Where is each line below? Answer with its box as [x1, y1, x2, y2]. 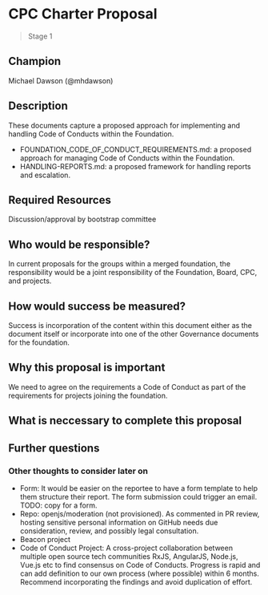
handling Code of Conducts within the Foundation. [8, 129, 174, 139]
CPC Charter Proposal [8, 5, 158, 23]
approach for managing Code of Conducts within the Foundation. [19, 153, 235, 163]
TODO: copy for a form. [19, 500, 98, 510]
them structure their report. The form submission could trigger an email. [19, 492, 258, 501]
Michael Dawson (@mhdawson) [8, 75, 114, 85]
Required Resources [8, 193, 112, 207]
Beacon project [19, 534, 70, 544]
